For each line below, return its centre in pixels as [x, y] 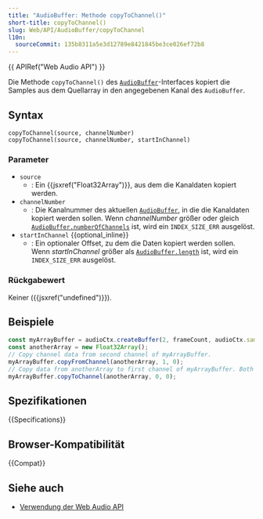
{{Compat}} [27, 463]
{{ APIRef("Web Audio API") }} [57, 67]
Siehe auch [36, 488]
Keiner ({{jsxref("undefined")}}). [60, 297]
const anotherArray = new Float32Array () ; [78, 347]
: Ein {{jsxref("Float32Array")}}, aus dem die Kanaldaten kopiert [134, 185]
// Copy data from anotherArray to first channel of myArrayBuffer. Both [131, 369]
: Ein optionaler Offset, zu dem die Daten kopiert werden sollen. [133, 243]
